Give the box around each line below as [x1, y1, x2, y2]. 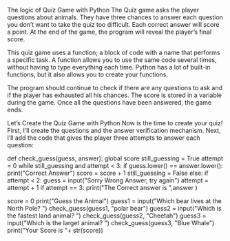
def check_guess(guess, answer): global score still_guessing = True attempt [7, 154, 224, 163]
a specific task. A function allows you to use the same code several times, [7, 56, 217, 64]
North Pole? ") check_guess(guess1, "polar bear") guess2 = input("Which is [7, 205, 222, 212]
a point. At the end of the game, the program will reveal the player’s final [7, 28, 212, 36]
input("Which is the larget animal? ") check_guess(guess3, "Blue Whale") [7, 219, 215, 227]
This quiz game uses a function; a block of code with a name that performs [7, 48, 220, 56]
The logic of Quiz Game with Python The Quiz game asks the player [7, 6, 200, 14]
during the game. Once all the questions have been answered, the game [7, 98, 212, 106]
